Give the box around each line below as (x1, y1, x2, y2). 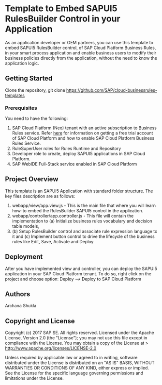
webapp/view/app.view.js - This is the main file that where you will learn (12, 202, 156, 208)
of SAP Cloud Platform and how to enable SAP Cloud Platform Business (12, 135, 155, 141)
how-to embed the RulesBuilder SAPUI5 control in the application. (12, 207, 144, 214)
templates (5, 92, 25, 98)
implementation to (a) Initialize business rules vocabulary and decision (12, 218, 152, 224)
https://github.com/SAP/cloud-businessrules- (66, 87, 157, 93)
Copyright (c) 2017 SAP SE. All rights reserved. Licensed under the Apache (5, 330, 154, 335)
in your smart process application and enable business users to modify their (5, 50, 157, 56)
